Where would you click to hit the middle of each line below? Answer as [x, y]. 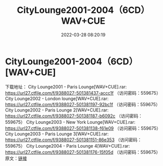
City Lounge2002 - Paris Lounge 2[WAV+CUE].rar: [57, 110]
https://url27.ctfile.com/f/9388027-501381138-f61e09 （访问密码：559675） [83, 128]
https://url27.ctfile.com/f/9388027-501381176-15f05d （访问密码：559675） [83, 152]
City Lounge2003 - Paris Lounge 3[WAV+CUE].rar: [57, 134]
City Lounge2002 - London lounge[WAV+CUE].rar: [57, 98]
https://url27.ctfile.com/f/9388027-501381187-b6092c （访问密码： [74, 116]
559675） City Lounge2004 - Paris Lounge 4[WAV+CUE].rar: [68, 146]
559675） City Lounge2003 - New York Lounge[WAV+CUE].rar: [70, 122]
